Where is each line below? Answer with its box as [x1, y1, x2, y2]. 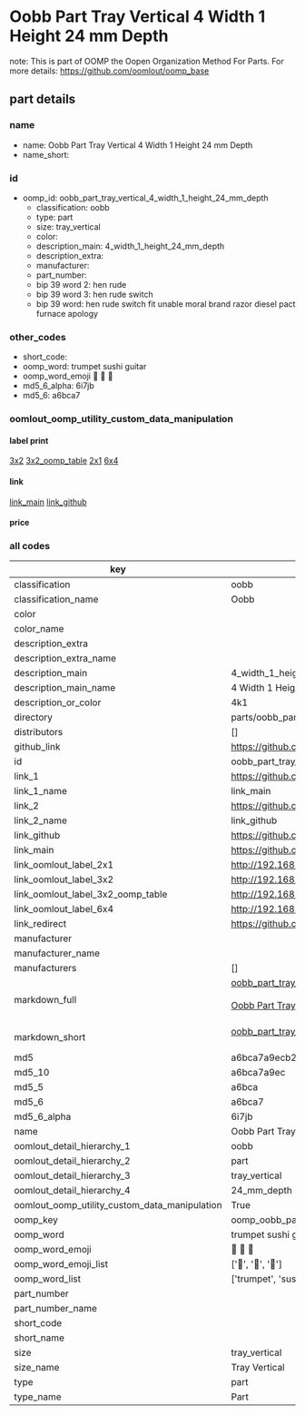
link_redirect [14, 918, 67, 930]
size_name [14, 1361, 60, 1374]
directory [14, 711, 53, 723]
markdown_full [14, 994, 77, 1007]
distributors [14, 726, 64, 739]
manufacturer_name [14, 947, 101, 959]
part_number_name [14, 1302, 97, 1315]
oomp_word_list [14, 1273, 82, 1285]
